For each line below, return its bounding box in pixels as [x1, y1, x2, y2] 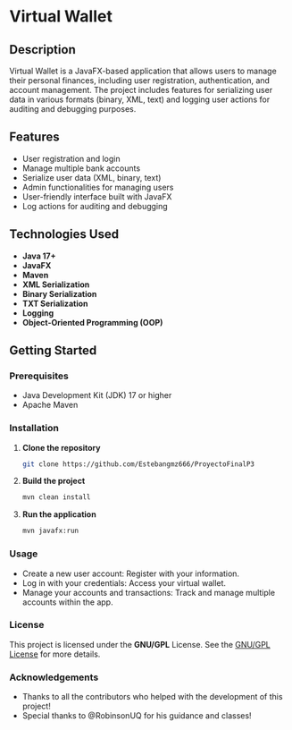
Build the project [21, 476, 86, 487]
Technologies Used [9, 226, 119, 242]
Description [9, 42, 76, 57]
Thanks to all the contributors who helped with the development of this [21, 692, 283, 702]
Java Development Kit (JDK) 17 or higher [21, 390, 172, 401]
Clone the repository [21, 442, 101, 453]
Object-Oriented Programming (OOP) [21, 317, 163, 327]
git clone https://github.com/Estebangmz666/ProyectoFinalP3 [21, 459, 255, 469]
